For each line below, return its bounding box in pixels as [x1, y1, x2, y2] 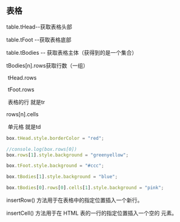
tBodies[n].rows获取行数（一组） [6, 61, 89, 69]
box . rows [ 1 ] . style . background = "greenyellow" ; [6, 151, 129, 158]
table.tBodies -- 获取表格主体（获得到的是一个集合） [6, 49, 138, 56]
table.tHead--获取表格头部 [6, 23, 73, 30]
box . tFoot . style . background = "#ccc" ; [6, 163, 104, 169]
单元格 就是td [7, 123, 41, 130]
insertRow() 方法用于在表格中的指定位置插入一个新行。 [6, 196, 143, 204]
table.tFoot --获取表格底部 [6, 36, 72, 43]
